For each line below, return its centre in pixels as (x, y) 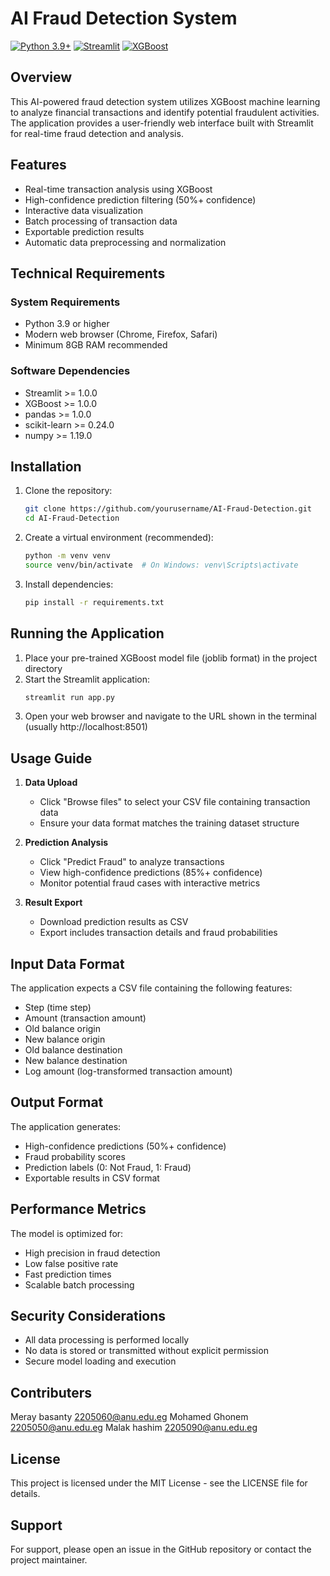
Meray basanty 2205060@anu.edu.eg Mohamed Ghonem (129, 1417)
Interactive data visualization (83, 210)
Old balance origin (63, 1029)
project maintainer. (49, 1559)
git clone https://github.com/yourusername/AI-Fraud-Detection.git (168, 509)
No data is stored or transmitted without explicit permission (146, 1351)
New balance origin (65, 1039)
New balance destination (76, 1061)
